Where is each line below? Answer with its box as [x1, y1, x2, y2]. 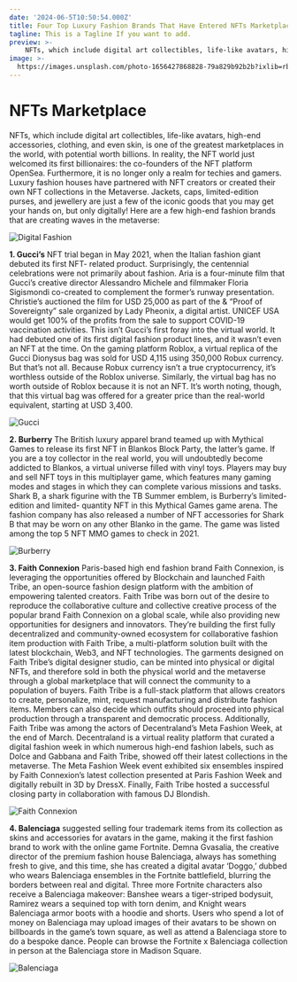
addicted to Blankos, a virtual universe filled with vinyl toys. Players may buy [9, 462, 287, 472]
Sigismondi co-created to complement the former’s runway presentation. [9, 286, 275, 297]
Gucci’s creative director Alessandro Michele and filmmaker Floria [9, 277, 249, 288]
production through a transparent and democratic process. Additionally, [9, 713, 270, 723]
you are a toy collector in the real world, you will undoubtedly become [9, 453, 263, 464]
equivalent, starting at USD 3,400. [9, 400, 133, 410]
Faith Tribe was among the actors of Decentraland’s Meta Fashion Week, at [9, 722, 283, 733]
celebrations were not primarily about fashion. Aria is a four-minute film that [9, 268, 286, 278]
